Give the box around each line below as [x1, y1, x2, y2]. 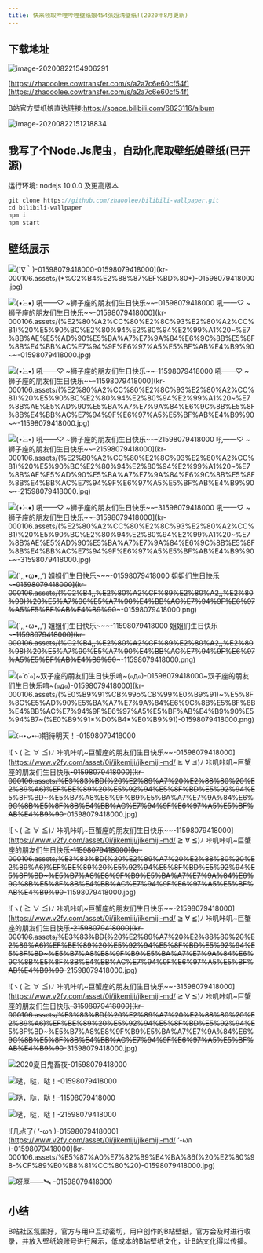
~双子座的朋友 [203, 670, 250, 680]
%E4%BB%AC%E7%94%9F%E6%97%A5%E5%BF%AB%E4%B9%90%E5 [8, 706, 254, 715]
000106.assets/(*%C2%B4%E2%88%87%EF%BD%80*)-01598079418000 [8, 273, 255, 283]
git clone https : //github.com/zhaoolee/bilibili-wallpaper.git [8, 197, 220, 205]
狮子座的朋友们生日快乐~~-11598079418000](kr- [8, 376, 166, 385]
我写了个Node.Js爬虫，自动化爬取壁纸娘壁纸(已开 [8, 144, 250, 157]
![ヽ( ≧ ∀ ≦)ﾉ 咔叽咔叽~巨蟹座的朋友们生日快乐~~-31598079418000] [8, 981, 236, 991]
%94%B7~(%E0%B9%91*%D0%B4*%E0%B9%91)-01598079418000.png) [8, 714, 255, 724]
